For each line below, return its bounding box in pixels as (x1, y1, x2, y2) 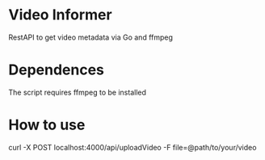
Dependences (8, 61, 105, 79)
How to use (8, 116, 86, 134)
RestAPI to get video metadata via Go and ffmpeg (8, 32, 174, 42)
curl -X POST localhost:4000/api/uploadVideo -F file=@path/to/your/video (8, 142, 257, 152)
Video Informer (8, 6, 112, 24)
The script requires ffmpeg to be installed (8, 87, 147, 97)
